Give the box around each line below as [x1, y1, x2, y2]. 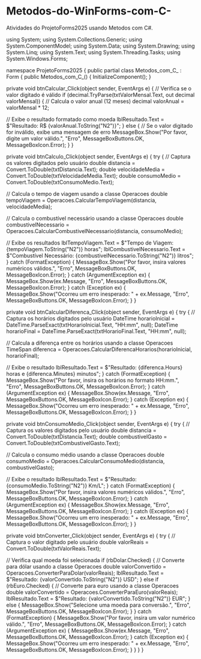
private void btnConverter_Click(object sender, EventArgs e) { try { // [6, 532, 176, 539]
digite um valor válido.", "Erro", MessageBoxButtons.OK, [6, 134, 145, 142]
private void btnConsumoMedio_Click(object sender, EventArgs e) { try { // [6, 420, 190, 427]
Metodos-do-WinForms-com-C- [6, 4, 172, 18]
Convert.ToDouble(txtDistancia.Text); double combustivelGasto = [6, 433, 167, 440]
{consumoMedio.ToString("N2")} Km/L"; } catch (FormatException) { [6, 482, 175, 489]
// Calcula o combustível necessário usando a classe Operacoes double [6, 214, 184, 222]
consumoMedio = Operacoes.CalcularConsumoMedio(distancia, [6, 457, 165, 464]
